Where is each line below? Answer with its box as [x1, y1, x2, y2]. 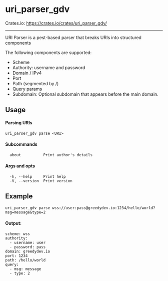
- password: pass [9, 244, 46, 249]
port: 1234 [5, 253, 28, 258]
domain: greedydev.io [5, 249, 50, 254]
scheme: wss [5, 231, 30, 236]
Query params [12, 86, 42, 92]
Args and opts [5, 163, 35, 169]
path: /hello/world [5, 257, 46, 262]
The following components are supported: [5, 49, 92, 56]
